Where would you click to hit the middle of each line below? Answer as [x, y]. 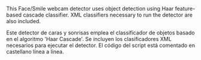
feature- [185, 9]
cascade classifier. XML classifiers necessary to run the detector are [108, 15]
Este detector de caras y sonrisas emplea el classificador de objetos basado [100, 33]
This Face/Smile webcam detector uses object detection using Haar [90, 9]
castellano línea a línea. [35, 52]
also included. [23, 21]
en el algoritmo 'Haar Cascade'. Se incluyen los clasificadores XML [89, 39]
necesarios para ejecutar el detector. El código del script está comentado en [101, 45]
